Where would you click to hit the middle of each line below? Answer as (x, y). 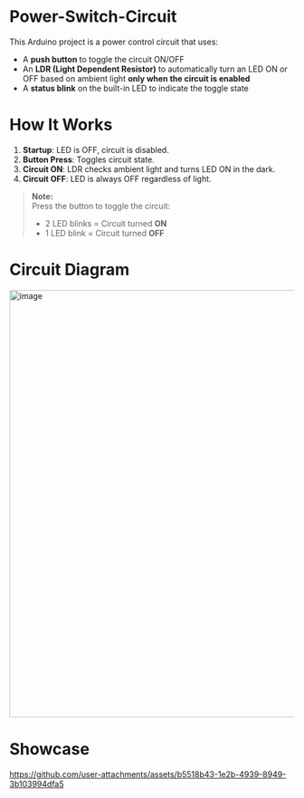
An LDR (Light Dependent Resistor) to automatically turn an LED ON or (155, 69)
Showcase (50, 749)
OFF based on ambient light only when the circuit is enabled (136, 78)
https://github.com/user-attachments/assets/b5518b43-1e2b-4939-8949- (148, 774)
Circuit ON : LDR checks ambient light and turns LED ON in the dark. (149, 168)
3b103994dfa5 (37, 784)
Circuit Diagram (69, 270)
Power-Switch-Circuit (93, 17)
